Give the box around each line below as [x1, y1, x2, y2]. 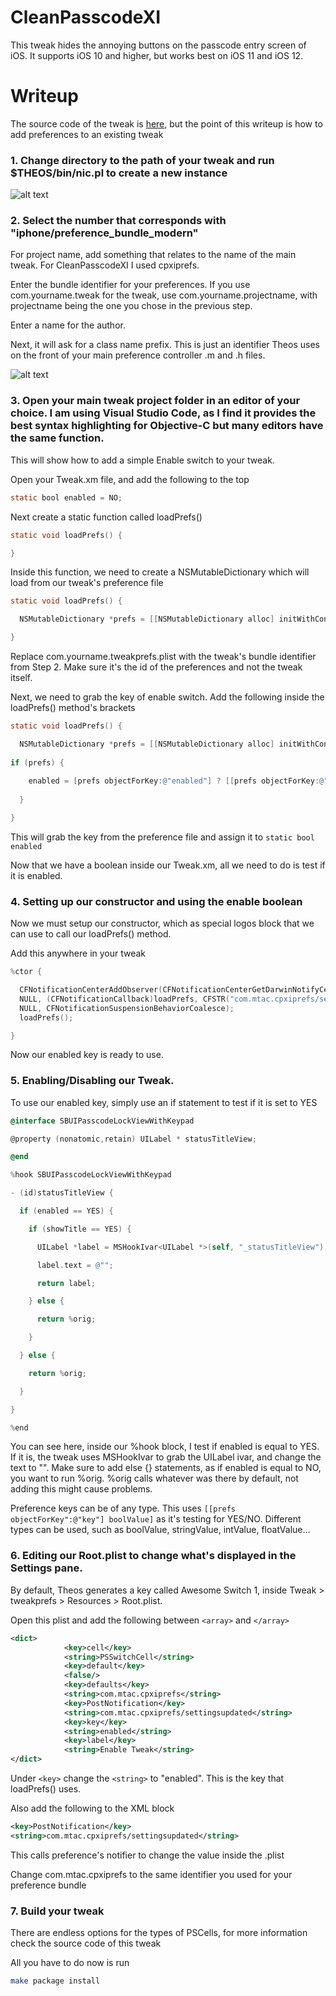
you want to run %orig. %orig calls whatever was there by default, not [10, 1472, 299, 1485]
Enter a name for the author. [10, 319, 126, 331]
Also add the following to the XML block [10, 1802, 175, 1815]
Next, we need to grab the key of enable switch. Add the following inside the [10, 691, 325, 703]
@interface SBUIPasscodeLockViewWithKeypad [10, 1116, 195, 1126]
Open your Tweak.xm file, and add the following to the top [10, 473, 250, 485]
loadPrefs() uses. [10, 1783, 82, 1795]
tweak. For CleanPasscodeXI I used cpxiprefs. [10, 259, 200, 271]
